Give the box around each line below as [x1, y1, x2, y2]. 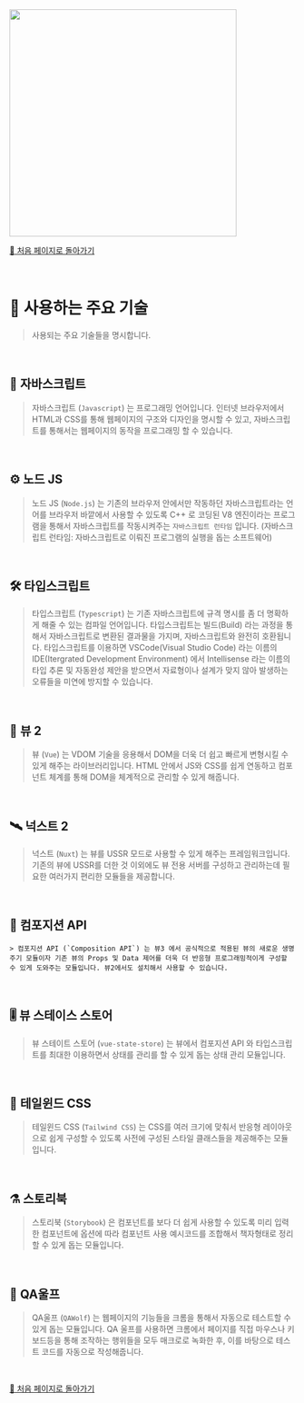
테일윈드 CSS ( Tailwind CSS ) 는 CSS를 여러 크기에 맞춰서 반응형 [31, 1121, 261, 1132]
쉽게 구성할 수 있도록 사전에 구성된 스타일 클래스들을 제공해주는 [48, 1133, 272, 1144]
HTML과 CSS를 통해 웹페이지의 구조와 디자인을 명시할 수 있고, [31, 413, 252, 424]
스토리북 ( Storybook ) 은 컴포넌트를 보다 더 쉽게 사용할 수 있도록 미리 [31, 1217, 272, 1228]
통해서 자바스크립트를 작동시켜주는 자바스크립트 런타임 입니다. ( [48, 520, 265, 531]
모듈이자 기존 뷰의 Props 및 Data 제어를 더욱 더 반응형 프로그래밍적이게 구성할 [25, 953, 288, 962]
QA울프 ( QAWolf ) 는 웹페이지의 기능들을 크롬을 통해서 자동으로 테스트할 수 [31, 1312, 292, 1323]
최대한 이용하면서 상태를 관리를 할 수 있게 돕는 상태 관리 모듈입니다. [48, 1049, 286, 1060]
